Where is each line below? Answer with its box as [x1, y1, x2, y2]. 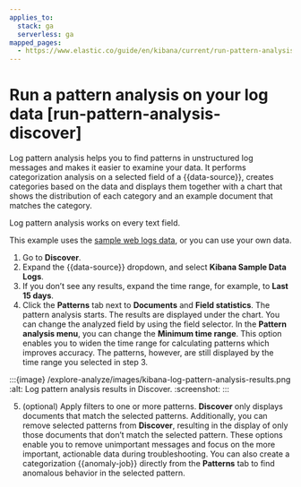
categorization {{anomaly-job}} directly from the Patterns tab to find [21, 458, 275, 469]
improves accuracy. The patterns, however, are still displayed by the [21, 347, 274, 358]
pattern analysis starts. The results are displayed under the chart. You [21, 310, 280, 320]
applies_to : [9, 13, 54, 22]
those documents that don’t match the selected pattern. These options [21, 430, 284, 440]
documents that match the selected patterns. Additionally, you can [21, 411, 268, 422]
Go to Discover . [21, 252, 82, 263]
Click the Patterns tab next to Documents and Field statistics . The [21, 300, 271, 311]
